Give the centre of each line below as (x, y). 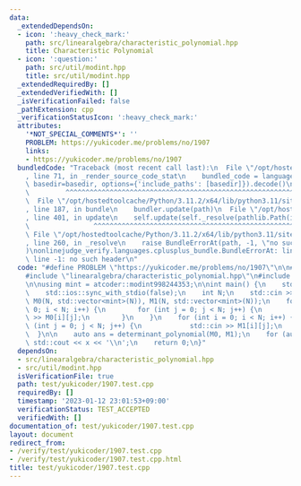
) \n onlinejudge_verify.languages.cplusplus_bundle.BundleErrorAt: (152, 251)
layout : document (42, 434)
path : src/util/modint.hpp (76, 68)
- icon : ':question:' (58, 59)
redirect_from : (38, 443)
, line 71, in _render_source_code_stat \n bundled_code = (142, 176)
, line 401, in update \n (72, 217)
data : (19, 17)
